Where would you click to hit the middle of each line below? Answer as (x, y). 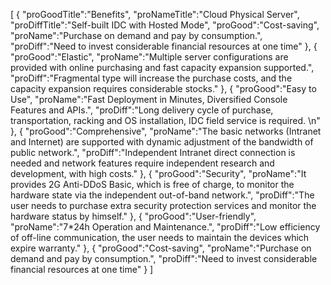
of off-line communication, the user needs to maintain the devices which (160, 237)
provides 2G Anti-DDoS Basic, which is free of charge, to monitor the (152, 184)
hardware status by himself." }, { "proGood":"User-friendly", (133, 216)
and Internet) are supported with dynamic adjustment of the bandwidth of (162, 142)
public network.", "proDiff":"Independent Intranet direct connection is (153, 152)
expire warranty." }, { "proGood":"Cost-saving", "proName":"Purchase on (161, 248)
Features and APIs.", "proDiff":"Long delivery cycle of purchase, (142, 110)
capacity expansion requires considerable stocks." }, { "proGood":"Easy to (163, 88)
